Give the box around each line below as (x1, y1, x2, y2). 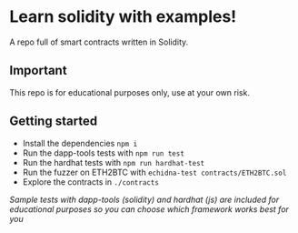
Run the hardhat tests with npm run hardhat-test (22, 157, 205, 167)
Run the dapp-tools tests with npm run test (22, 147, 184, 158)
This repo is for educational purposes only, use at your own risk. (9, 86, 250, 97)
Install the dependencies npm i (22, 137, 138, 148)
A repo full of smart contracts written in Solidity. (9, 36, 189, 47)
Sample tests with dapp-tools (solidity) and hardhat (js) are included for (9, 194, 280, 205)
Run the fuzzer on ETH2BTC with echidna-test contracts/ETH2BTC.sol (22, 167, 287, 177)
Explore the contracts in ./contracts (22, 176, 159, 187)
